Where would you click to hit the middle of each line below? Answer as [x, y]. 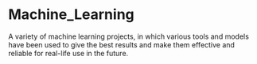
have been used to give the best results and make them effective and [121, 44]
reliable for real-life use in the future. [68, 53]
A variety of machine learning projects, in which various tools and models [128, 36]
